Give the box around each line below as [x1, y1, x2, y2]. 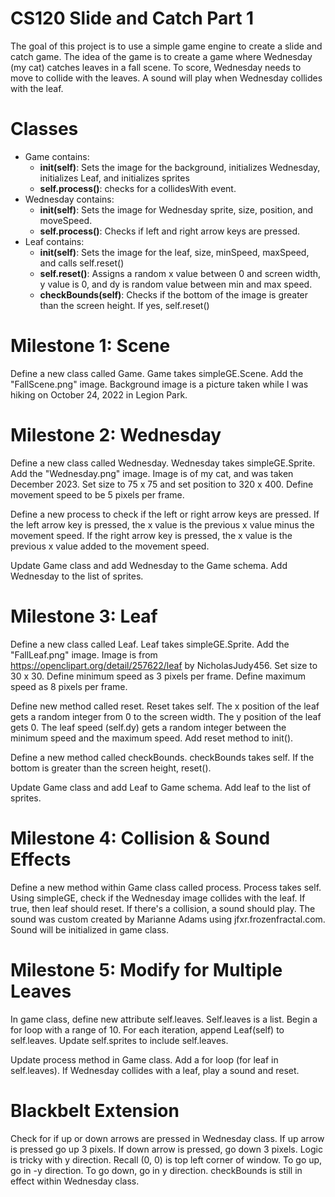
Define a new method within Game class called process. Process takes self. [10, 881, 322, 893]
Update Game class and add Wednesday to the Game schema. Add [10, 559, 288, 571]
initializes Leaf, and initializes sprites [39, 172, 190, 184]
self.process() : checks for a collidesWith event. [39, 182, 237, 194]
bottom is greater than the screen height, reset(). [10, 762, 212, 774]
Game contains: [24, 150, 90, 162]
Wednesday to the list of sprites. [10, 570, 144, 582]
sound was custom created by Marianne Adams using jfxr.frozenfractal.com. [10, 913, 326, 925]
